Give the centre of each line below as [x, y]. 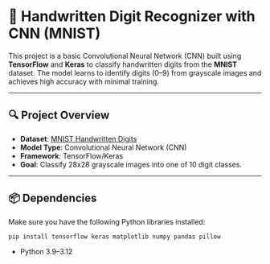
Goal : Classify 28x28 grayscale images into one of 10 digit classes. [131, 164]
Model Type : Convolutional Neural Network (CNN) [103, 147]
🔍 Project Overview [59, 115]
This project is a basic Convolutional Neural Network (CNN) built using [125, 56]
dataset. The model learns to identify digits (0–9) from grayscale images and [135, 72]
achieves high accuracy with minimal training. [84, 81]
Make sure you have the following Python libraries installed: [107, 221]
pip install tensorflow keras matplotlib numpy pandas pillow [115, 237]
